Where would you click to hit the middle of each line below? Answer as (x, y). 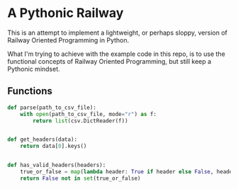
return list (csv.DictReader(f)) (81, 121)
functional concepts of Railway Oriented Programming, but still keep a (109, 61)
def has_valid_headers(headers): (57, 165)
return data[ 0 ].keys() (53, 147)
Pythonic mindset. (34, 69)
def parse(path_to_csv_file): (52, 108)
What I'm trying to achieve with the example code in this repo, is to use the (116, 54)
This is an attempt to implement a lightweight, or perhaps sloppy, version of (118, 33)
